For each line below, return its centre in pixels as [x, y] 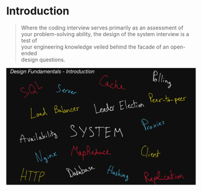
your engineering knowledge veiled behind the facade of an [95, 47]
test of [29, 40]
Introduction [38, 11]
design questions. [43, 59]
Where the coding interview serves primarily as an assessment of [102, 28]
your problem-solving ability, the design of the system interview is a [105, 34]
